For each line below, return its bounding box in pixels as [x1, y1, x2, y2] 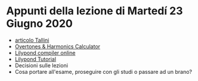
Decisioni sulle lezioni [14, 61, 69, 69]
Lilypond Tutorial [14, 55, 57, 63]
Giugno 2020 [6, 17, 73, 30]
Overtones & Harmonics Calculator [14, 43, 100, 50]
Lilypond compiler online [14, 49, 76, 56]
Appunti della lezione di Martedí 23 [6, 4, 183, 18]
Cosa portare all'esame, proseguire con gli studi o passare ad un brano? [14, 68, 193, 75]
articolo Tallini [14, 36, 49, 43]
